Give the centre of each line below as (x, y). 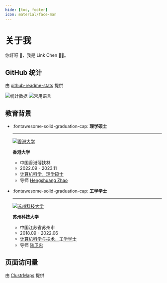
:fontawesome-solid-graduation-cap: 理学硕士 (60, 126)
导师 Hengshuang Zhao (44, 180)
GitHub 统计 (24, 72)
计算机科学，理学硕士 (42, 174)
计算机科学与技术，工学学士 (48, 239)
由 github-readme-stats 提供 (34, 86)
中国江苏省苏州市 (37, 228)
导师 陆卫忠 (31, 245)
